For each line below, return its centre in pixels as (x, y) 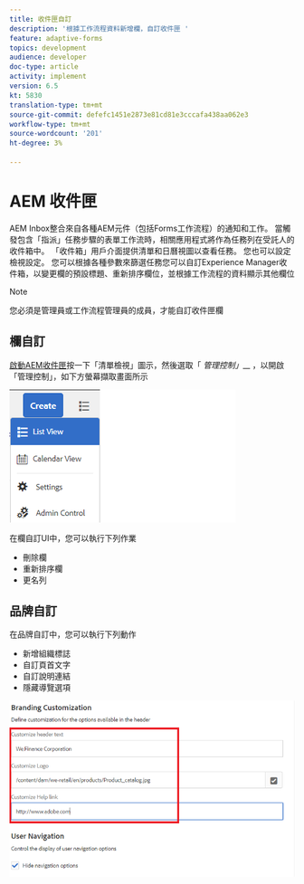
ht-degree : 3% (36, 143)
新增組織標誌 (46, 654)
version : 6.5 (34, 86)
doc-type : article (44, 67)
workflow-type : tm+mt (50, 124)
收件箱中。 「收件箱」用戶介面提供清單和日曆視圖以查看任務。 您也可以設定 (150, 251)
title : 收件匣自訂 (41, 19)
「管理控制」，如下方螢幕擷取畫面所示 (79, 376)
